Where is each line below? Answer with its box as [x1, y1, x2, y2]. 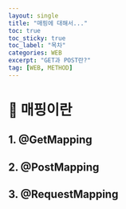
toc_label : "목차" [8, 42, 66, 50]
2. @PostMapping [8, 160, 100, 174]
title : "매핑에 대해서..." [8, 19, 88, 27]
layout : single [8, 11, 59, 20]
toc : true [8, 26, 41, 34]
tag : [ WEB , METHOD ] [8, 64, 73, 72]
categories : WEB [8, 49, 62, 57]
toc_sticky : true [8, 34, 66, 42]
